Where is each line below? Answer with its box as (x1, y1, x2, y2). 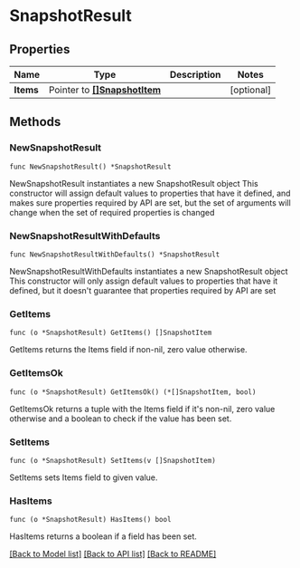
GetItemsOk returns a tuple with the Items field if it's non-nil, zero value (9, 403, 276, 414)
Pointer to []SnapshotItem (48, 83, 161, 96)
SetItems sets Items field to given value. (9, 472, 158, 483)
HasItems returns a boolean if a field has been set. (9, 531, 197, 542)
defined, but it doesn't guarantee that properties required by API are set (9, 284, 277, 295)
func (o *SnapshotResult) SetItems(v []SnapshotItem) (9, 456, 217, 465)
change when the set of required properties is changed (9, 207, 215, 217)
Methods (9, 114, 61, 130)
